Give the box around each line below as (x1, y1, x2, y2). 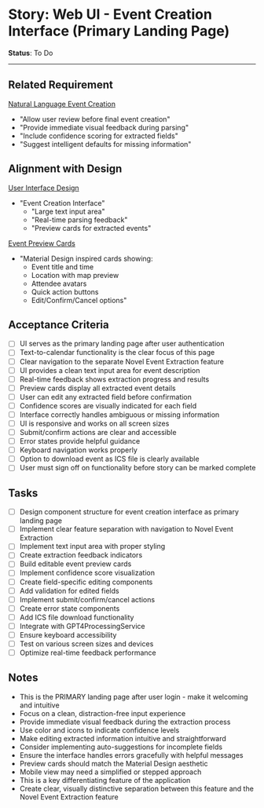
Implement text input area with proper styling (19, 542, 166, 551)
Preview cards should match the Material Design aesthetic (19, 759, 208, 768)
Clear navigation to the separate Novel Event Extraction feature (19, 356, 224, 366)
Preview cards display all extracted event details (19, 383, 176, 393)
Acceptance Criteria (8, 318, 109, 331)
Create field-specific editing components (19, 577, 153, 587)
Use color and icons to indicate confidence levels (19, 725, 180, 735)
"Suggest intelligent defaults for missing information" (19, 139, 192, 148)
